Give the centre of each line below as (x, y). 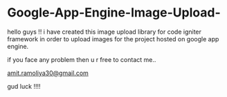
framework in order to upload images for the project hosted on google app (113, 39)
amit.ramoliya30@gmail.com (48, 73)
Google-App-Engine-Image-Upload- (114, 13)
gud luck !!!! (24, 86)
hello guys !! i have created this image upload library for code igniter (105, 32)
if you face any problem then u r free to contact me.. (82, 59)
